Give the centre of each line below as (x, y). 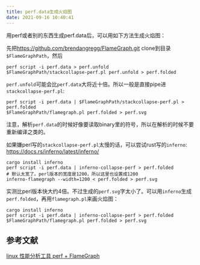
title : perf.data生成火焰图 (39, 12)
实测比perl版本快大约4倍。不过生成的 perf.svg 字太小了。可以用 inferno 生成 (99, 191)
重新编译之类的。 (27, 132)
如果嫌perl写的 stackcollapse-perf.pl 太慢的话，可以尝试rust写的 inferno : (97, 144)
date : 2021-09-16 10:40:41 (40, 17)
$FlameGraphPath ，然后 (35, 55)
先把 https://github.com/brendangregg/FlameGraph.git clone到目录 (89, 48)
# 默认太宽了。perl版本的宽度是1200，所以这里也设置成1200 (72, 174)
